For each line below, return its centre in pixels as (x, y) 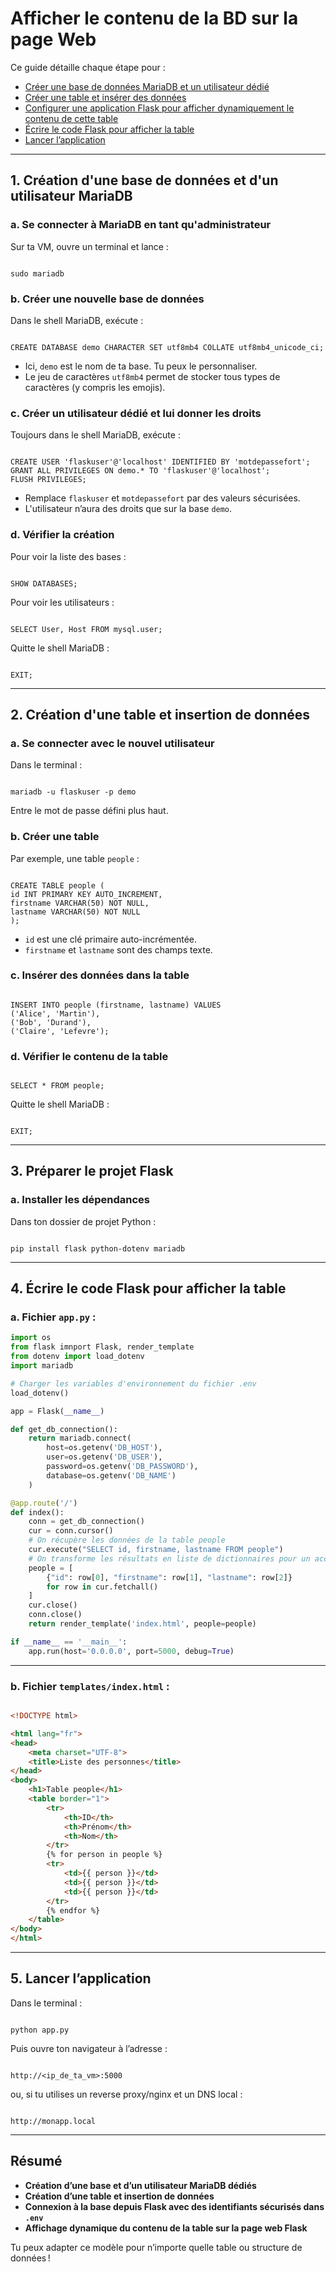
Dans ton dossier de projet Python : (83, 1221)
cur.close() (53, 1605)
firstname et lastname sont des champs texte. (118, 949)
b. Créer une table (55, 837)
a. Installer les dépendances (80, 1200)
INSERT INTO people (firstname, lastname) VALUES (116, 1005)
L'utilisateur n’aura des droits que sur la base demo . (128, 509)
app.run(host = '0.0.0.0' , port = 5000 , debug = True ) (131, 1651)
